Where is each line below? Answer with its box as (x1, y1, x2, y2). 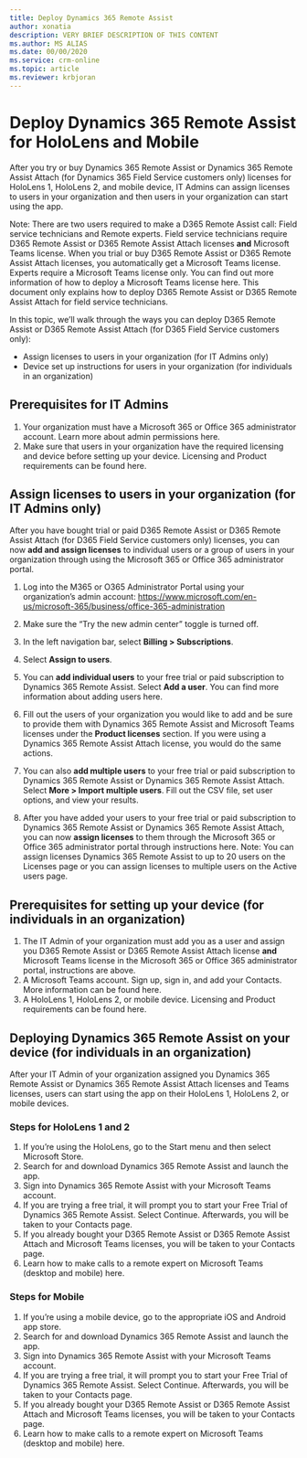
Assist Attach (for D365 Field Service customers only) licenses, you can (9, 535, 281, 546)
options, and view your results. (22, 794, 139, 805)
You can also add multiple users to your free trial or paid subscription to (22, 765, 295, 777)
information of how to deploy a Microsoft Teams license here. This (9, 276, 259, 288)
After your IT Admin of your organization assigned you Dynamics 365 (9, 1069, 270, 1080)
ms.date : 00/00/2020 (9, 48, 89, 57)
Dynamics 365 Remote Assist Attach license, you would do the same (22, 738, 281, 750)
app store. (22, 1321, 62, 1332)
